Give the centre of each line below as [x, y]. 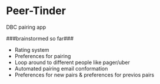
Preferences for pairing [43, 56]
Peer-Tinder [36, 11]
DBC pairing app [26, 27]
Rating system [32, 50]
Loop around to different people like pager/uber [72, 62]
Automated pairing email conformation [61, 68]
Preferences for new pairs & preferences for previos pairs [84, 75]
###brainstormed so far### [40, 38]
